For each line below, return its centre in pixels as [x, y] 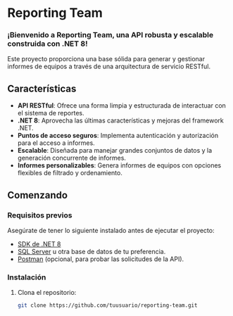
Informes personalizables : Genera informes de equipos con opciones [119, 165]
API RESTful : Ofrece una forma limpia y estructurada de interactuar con [122, 106]
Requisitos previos [40, 215]
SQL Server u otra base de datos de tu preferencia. [92, 251]
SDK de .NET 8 [39, 244]
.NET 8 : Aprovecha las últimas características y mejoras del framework [120, 120]
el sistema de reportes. [51, 113]
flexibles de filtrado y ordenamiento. [70, 173]
